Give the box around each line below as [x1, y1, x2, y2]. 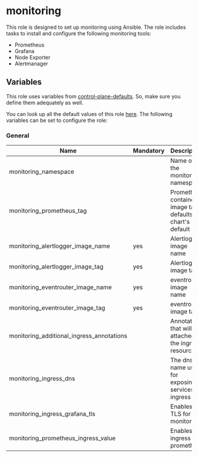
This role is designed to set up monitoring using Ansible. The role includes [6, 24, 186, 31]
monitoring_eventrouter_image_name [9, 283, 112, 292]
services [170, 386, 194, 394]
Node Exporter [14, 54, 51, 61]
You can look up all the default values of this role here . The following [6, 110, 173, 117]
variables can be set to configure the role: [6, 117, 108, 124]
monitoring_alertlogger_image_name [9, 242, 110, 250]
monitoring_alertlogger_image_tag [9, 263, 104, 271]
